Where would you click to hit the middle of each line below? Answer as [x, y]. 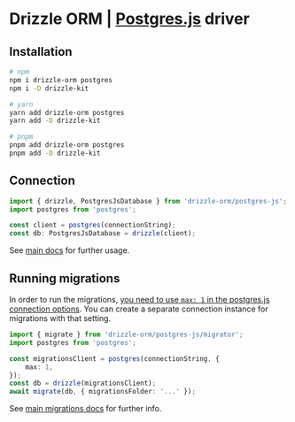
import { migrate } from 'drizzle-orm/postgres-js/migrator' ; [126, 334]
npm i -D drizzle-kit [49, 88]
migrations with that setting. [60, 318]
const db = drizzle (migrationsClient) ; [83, 384]
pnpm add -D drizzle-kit [55, 153]
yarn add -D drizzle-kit [55, 121]
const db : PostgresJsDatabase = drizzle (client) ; [103, 234]
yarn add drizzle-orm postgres [67, 112]
